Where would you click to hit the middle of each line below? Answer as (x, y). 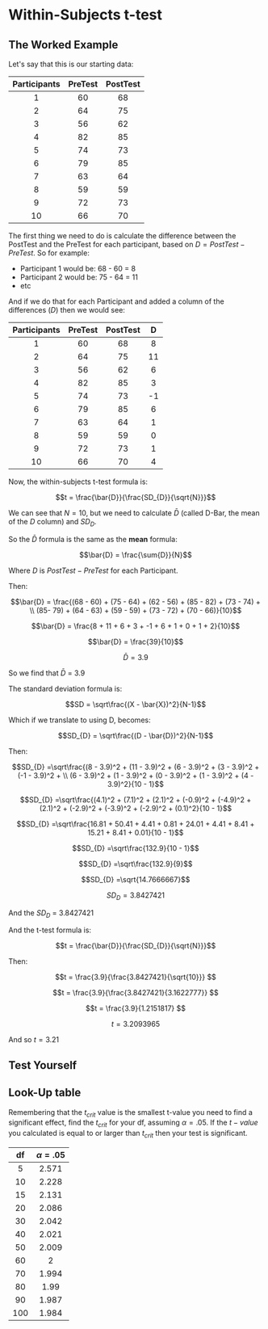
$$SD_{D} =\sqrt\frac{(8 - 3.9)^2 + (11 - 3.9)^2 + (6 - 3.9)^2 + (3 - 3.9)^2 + (136, 767)
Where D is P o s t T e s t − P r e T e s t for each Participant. (93, 570)
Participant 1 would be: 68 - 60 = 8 (77, 269)
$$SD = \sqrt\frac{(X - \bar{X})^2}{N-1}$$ (136, 704)
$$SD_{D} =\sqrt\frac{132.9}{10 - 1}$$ (136, 848)
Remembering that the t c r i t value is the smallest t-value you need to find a (130, 1113)
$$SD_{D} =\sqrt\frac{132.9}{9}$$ (136, 864)
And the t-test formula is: (50, 930)
